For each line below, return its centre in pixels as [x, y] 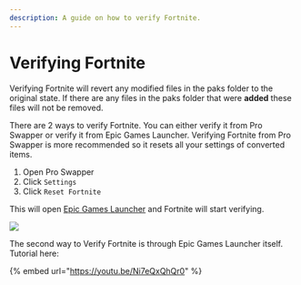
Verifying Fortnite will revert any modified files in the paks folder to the [141, 88]
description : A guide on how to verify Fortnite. [105, 18]
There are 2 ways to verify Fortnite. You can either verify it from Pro [136, 125]
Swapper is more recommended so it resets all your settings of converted [147, 144]
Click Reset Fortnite [62, 191]
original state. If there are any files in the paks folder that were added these [151, 97]
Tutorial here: [34, 253]
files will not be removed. [56, 107]
